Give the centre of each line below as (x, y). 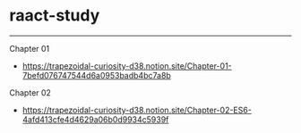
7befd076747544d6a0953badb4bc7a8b (97, 75)
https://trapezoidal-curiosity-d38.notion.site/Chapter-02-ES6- (137, 110)
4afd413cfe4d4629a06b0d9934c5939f (95, 119)
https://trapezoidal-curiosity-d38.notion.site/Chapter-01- (127, 66)
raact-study (55, 16)
